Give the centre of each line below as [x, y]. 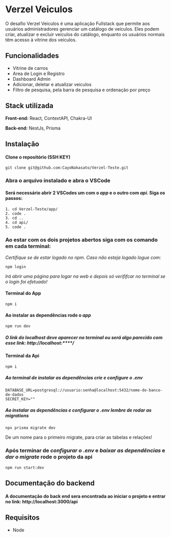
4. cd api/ [17, 223]
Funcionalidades [32, 56]
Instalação [22, 144]
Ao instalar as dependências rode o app [48, 315]
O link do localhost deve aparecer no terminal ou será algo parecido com [84, 337]
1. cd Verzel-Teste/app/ [32, 209]
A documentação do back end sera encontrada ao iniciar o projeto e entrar [85, 496]
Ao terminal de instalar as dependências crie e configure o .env [74, 378]
